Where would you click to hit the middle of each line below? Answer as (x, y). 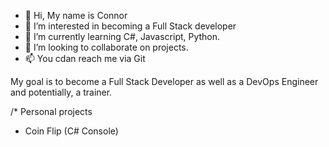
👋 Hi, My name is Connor (76, 15)
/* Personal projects (51, 111)
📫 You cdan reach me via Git (85, 58)
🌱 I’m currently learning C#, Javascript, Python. (122, 36)
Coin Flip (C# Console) (71, 131)
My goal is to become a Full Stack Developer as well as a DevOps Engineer (164, 81)
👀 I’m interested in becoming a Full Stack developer (130, 26)
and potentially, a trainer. (61, 92)
